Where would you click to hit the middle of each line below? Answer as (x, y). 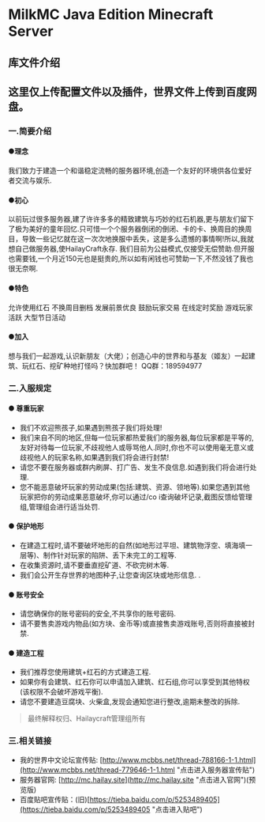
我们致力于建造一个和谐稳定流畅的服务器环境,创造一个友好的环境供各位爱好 (130, 171)
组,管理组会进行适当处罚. (60, 506)
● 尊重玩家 (26, 408)
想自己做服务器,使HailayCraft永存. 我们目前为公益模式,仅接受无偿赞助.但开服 (131, 249)
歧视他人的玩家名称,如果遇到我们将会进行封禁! (94, 457)
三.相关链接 (30, 741)
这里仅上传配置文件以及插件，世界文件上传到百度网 (132, 91)
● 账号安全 (26, 594)
